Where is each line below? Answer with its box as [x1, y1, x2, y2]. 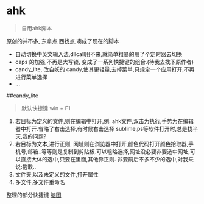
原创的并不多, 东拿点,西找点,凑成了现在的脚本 [6, 37, 120, 44]
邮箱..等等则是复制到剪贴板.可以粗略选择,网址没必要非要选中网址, [27, 147, 190, 155]
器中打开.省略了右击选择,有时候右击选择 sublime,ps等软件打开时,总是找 [15, 125, 193, 132]
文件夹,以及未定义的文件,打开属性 [15, 171, 99, 178]
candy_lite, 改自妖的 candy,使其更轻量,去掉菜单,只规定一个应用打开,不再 [15, 65, 195, 73]
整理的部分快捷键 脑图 [6, 191, 62, 199]
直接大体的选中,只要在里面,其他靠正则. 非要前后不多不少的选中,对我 [20, 155, 189, 163]
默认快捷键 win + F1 [21, 104, 71, 111]
